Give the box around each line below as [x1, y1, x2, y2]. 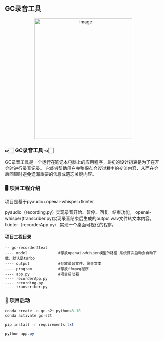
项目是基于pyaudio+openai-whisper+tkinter [5, 199, 94, 205]
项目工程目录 [5, 234, 31, 239]
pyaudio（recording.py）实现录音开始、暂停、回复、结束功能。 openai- [5, 209, 152, 215]
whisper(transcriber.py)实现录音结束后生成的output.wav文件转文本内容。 [5, 215, 154, 222]
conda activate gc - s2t [5, 313, 52, 318]
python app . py [5, 331, 35, 336]
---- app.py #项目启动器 [5, 272, 79, 277]
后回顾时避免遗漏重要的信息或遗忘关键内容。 [5, 171, 97, 177]
